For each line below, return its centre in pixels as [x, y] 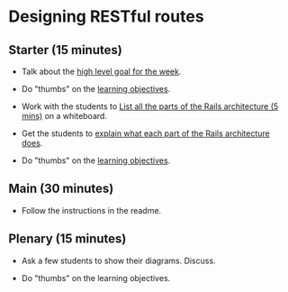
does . [32, 143]
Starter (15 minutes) [65, 50]
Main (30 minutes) [61, 189]
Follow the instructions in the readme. [91, 210]
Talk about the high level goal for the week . [101, 71]
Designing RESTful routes [106, 17]
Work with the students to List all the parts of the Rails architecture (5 [150, 106]
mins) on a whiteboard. [64, 116]
